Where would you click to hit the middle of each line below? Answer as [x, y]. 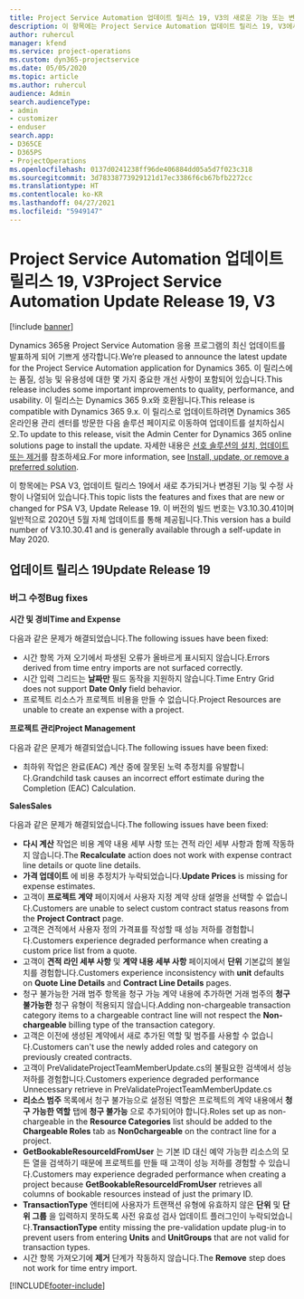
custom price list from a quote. [80, 950]
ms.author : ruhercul [48, 85]
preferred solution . [44, 466]
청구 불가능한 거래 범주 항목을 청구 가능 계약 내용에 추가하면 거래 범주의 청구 [157, 994]
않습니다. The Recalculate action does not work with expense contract [162, 855]
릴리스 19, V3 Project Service [116, 281]
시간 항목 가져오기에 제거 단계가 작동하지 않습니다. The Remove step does [154, 1258]
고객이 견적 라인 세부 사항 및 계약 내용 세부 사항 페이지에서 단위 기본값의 [148, 961]
